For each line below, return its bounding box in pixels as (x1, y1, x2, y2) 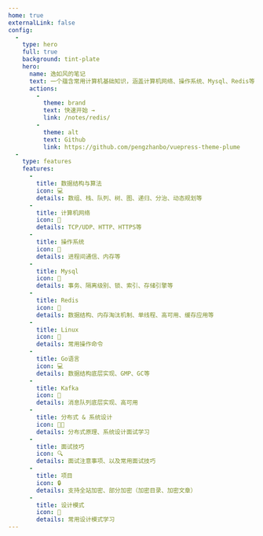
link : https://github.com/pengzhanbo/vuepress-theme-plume (42, 143, 241, 151)
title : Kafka (36, 384, 79, 392)
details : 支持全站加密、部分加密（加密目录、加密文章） (36, 486, 197, 494)
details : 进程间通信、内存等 (36, 252, 121, 260)
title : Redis (36, 296, 79, 304)
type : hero (22, 41, 58, 49)
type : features (22, 158, 72, 166)
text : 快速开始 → (42, 107, 96, 115)
